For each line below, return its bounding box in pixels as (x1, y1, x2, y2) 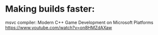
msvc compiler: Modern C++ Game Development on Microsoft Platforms (5, 19, 154, 25)
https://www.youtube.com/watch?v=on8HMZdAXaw (5, 24, 112, 30)
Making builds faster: (5, 3, 95, 15)
